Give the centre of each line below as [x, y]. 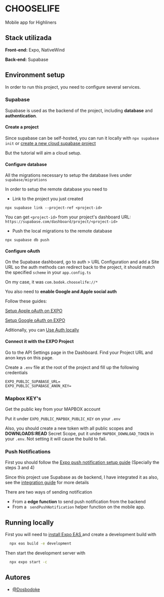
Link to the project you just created [48, 199]
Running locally [30, 522]
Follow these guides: [26, 301]
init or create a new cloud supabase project [50, 144]
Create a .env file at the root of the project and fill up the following [72, 367]
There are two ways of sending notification [49, 492]
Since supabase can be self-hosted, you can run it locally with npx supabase [82, 138]
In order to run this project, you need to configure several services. [73, 87]
